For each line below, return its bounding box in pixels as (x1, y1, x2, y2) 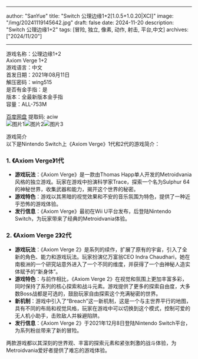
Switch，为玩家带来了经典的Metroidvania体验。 (14, 215, 131, 222)
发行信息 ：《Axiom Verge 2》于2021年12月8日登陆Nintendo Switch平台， (14, 319, 191, 327)
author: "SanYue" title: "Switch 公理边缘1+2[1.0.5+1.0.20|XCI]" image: (6, 12, 174, 19)
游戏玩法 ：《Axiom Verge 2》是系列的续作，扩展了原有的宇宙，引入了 (14, 245, 183, 253)
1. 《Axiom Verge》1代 (6, 157, 64, 165)
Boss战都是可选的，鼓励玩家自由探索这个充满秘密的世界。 (19, 290, 161, 297)
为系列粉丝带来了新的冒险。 (14, 327, 82, 334)
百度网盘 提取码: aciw (6, 113, 58, 120)
